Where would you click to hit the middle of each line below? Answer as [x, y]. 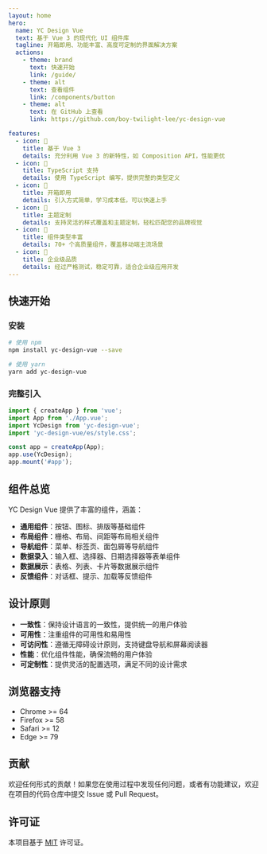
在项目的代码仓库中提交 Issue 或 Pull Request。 [85, 794]
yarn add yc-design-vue [48, 372]
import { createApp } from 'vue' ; [66, 411]
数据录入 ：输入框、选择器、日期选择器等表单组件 [100, 556]
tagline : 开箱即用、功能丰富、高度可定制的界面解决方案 [97, 45]
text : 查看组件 [52, 90]
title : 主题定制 [47, 215]
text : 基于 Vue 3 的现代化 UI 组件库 [72, 38]
